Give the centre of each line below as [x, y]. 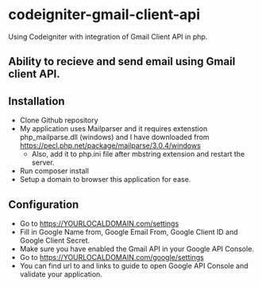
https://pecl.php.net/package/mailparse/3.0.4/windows [110, 145]
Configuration [44, 204]
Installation [37, 101]
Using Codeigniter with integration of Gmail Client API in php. [108, 37]
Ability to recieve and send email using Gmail [122, 62]
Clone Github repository [59, 120]
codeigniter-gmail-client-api [104, 15]
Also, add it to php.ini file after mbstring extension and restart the [138, 154]
